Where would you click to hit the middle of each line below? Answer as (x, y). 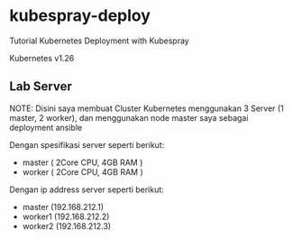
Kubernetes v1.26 (42, 58)
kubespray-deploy (80, 16)
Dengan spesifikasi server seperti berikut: (87, 144)
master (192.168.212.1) (63, 207)
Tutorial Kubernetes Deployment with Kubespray (99, 41)
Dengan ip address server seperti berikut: (87, 189)
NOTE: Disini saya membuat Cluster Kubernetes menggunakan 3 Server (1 (146, 108)
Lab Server (41, 87)
